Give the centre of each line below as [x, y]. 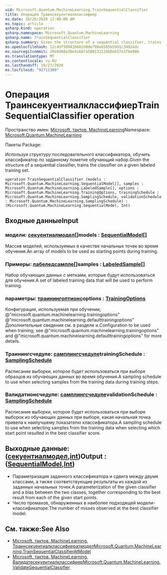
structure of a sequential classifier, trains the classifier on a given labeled [80, 165]
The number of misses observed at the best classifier [104, 508]
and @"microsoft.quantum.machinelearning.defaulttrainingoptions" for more [83, 336]
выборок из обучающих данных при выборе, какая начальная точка [78, 417]
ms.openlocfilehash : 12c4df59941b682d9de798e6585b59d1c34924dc [72, 47]
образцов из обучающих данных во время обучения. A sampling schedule [83, 377]
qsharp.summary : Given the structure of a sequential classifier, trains [83, 42]
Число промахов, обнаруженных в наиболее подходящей [74, 503]
